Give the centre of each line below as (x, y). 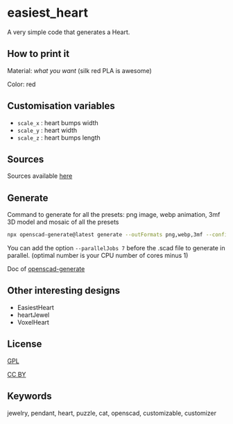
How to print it (38, 54)
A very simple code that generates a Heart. (69, 32)
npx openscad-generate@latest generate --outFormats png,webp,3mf (105, 235)
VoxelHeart (33, 322)
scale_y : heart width (47, 130)
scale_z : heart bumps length (59, 138)
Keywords (29, 397)
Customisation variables (61, 106)
